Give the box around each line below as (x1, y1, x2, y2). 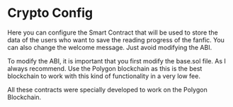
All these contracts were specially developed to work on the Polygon (7, 85, 208, 94)
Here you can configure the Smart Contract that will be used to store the (7, 28, 218, 37)
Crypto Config (7, 5, 93, 21)
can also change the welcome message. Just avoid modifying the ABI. (7, 43, 212, 51)
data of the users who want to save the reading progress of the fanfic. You (7, 35, 225, 44)
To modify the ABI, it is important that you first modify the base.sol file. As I (7, 56, 227, 65)
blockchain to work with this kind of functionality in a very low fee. (7, 72, 200, 80)
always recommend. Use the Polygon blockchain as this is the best (7, 64, 203, 73)
